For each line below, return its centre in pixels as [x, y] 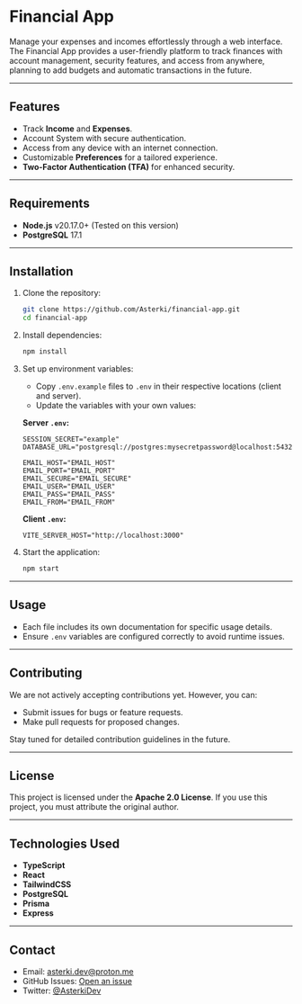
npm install [44, 352]
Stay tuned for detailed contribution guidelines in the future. [120, 739]
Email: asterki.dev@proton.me [78, 971]
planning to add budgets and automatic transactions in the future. [131, 70]
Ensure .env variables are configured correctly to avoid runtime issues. [153, 636]
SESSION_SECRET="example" [71, 439]
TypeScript [44, 865]
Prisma [36, 904]
